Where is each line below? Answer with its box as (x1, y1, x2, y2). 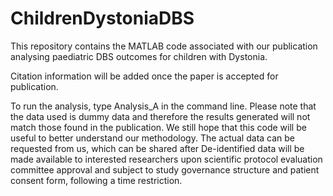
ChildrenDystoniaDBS (10, 7, 195, 30)
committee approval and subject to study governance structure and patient (10, 163, 320, 176)
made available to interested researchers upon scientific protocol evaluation (10, 153, 323, 165)
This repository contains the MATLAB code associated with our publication (10, 40, 318, 52)
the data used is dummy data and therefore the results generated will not (10, 110, 311, 122)
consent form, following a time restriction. (10, 174, 183, 186)
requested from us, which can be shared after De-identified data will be (10, 142, 305, 154)
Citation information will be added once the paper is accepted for (10, 70, 279, 82)
